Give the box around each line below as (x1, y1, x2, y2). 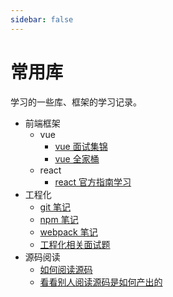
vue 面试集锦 (54, 140, 108, 152)
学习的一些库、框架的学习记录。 (10, 96, 142, 108)
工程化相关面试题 (39, 238, 111, 250)
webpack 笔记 (39, 226, 98, 238)
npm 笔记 (39, 213, 79, 225)
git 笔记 (39, 201, 72, 213)
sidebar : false (10, 14, 74, 25)
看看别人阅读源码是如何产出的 (39, 276, 163, 288)
